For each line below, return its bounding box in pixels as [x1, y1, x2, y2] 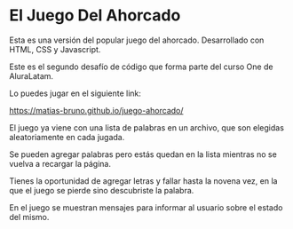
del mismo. [9, 211, 50, 222]
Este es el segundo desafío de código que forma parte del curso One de [9, 61, 273, 72]
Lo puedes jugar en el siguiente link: [9, 88, 142, 99]
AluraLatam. [9, 70, 54, 81]
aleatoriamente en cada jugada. [9, 131, 125, 142]
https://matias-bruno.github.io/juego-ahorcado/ [9, 105, 184, 115]
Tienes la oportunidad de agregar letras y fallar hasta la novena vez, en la [9, 175, 278, 186]
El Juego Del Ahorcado [9, 5, 181, 26]
